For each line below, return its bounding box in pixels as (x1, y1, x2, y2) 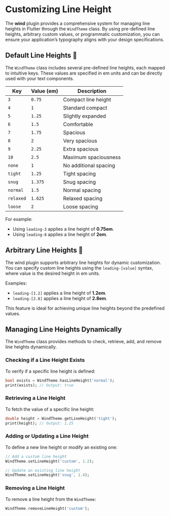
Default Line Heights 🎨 (5, 51, 77, 60)
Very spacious (63, 137, 97, 144)
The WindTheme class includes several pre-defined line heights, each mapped (5, 64, 165, 70)
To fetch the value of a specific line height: (5, 406, 95, 412)
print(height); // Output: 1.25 (5, 421, 74, 426)
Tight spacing (63, 170, 96, 177)
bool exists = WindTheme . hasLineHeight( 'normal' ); (5, 378, 115, 383)
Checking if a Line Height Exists (5, 356, 85, 363)
